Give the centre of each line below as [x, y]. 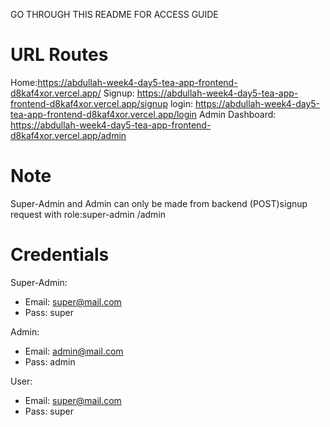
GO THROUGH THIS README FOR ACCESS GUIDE [114, 14]
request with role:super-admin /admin [88, 214]
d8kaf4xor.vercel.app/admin [68, 135]
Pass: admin [50, 361]
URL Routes [59, 55]
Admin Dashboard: [237, 114]
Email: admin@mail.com [74, 351]
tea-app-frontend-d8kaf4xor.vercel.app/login [104, 114]
